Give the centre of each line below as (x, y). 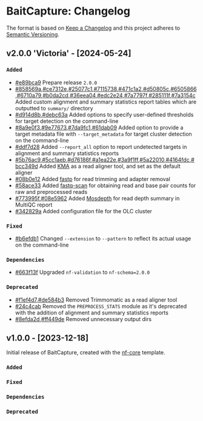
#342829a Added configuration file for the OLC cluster (84, 211)
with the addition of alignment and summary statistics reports (92, 313)
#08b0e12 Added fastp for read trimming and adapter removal (93, 179)
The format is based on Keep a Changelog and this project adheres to (93, 28)
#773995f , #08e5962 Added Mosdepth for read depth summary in (97, 198)
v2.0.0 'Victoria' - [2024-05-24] (69, 54)
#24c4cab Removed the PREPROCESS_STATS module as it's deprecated (101, 306)
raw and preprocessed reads (51, 191)
